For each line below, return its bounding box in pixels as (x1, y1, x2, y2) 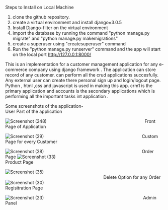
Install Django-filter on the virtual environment (12, 25, 108, 31)
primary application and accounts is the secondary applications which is (5, 88, 155, 94)
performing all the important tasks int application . (5, 93, 109, 99)
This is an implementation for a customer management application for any (5, 61, 158, 67)
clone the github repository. (12, 14, 70, 20)
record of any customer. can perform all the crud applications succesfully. (5, 72, 159, 78)
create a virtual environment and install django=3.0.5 (12, 20, 122, 25)
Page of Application (5, 123, 46, 129)
